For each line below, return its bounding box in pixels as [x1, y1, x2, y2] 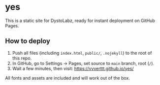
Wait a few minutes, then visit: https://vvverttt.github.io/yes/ [12, 65, 134, 71]
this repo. [12, 55, 32, 61]
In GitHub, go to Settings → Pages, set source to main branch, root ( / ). [12, 60, 154, 66]
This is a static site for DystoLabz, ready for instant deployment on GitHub [5, 18, 155, 23]
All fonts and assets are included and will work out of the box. [5, 75, 130, 81]
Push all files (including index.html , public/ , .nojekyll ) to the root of [12, 50, 152, 56]
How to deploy [5, 37, 51, 45]
